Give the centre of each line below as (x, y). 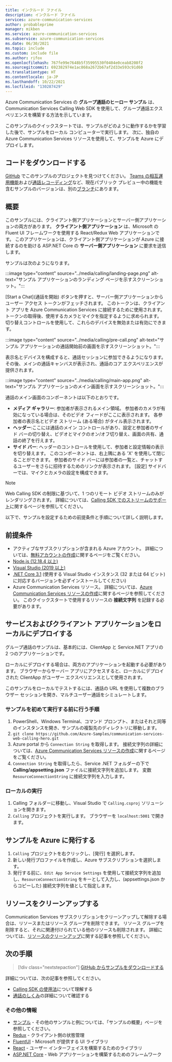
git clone (23, 734)
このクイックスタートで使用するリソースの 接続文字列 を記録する (91, 600)
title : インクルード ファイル (34, 10)
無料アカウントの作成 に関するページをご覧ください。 (87, 555)
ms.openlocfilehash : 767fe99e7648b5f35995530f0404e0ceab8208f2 (74, 63)
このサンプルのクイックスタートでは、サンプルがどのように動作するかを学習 (86, 125)
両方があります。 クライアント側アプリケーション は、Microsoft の (89, 226)
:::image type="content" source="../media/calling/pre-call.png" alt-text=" (82, 340)
